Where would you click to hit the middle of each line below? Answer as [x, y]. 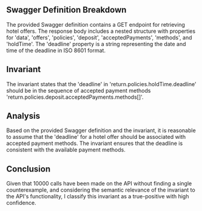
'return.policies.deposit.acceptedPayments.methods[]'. [75, 97]
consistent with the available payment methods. [66, 150]
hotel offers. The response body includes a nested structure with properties [101, 31]
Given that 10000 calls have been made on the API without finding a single [99, 184]
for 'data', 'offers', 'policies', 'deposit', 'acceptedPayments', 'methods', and [99, 37]
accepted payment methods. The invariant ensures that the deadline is [95, 143]
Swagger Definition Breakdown [66, 10]
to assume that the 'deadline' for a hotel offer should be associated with [96, 137]
